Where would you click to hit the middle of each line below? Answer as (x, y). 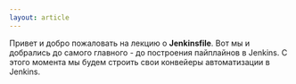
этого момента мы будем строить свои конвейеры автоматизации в (140, 62)
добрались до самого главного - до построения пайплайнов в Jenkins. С (148, 52)
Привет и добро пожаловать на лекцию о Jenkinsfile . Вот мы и (130, 43)
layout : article (39, 17)
